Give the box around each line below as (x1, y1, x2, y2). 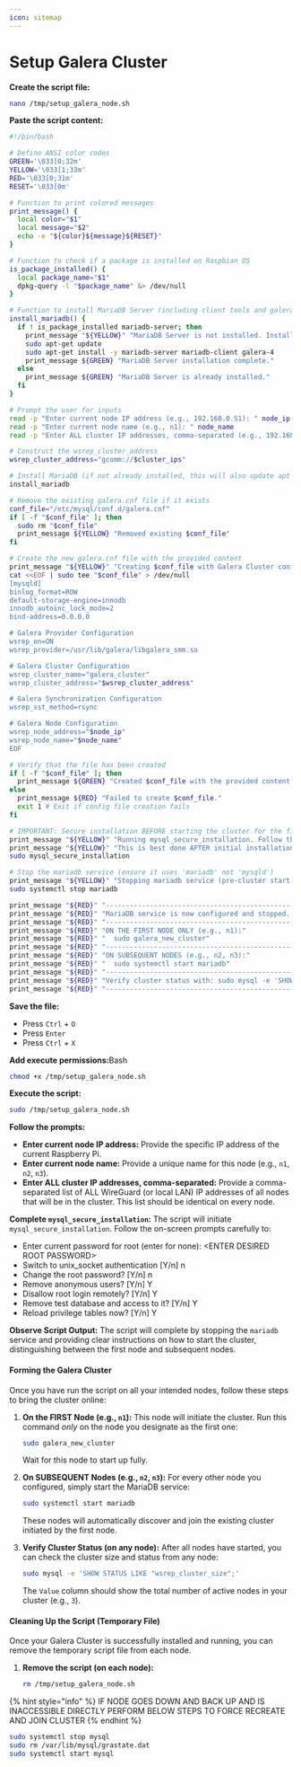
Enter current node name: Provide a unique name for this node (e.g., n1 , (21, 1158, 289, 1169)
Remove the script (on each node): (21, 1663, 154, 1674)
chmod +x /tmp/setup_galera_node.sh (9, 1072, 146, 1081)
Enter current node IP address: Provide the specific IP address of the (21, 1139, 279, 1150)
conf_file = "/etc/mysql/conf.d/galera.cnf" (9, 504, 170, 513)
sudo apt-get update (25, 339, 102, 349)
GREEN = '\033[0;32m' (9, 157, 82, 166)
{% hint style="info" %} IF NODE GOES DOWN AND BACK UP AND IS (9, 1696, 266, 1707)
